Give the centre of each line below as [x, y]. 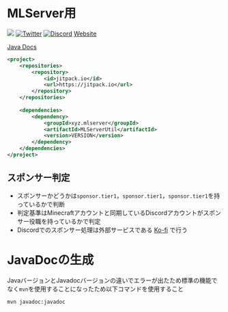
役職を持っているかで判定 [65, 221]
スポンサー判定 [39, 178]
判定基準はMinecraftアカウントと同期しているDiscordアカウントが [110, 213]
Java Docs [22, 47]
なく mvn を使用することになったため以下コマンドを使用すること [96, 289]
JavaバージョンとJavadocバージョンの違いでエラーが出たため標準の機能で [112, 280]
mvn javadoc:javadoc [37, 302]
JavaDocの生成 [51, 260]
